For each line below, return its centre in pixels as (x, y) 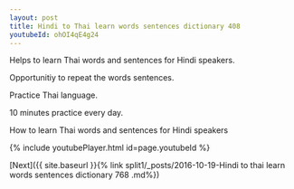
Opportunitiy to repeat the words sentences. (92, 78)
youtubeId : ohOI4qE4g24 (54, 34)
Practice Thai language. (53, 95)
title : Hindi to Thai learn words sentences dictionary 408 (125, 26)
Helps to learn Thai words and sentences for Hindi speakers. (122, 61)
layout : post (34, 18)
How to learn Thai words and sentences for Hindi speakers (119, 130)
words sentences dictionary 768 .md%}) (85, 175)
